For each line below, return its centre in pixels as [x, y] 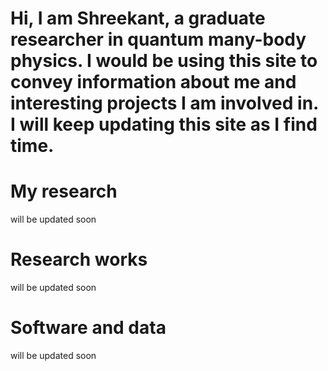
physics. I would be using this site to [164, 61]
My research [64, 191]
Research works [79, 259]
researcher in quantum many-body [158, 39]
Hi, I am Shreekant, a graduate [138, 18]
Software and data [88, 328]
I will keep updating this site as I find [164, 124]
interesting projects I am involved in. [164, 103]
